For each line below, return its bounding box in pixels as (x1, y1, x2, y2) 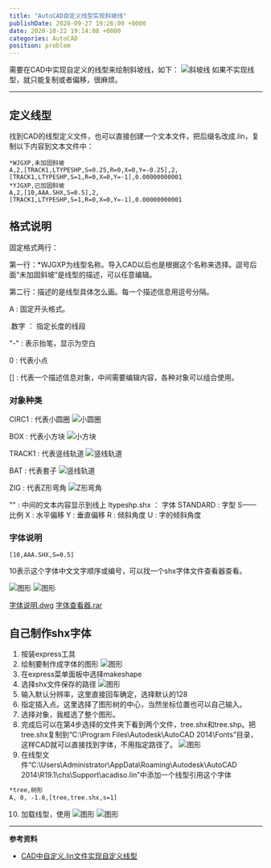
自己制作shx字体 (9, 626, 92, 640)
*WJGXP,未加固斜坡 (9, 159, 65, 167)
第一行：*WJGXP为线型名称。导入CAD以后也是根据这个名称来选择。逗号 (9, 260, 250, 269)
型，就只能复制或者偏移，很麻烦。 (9, 75, 122, 85)
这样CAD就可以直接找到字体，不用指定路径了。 (20, 740, 178, 750)
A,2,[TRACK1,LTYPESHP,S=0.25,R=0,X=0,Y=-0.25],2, (9, 166, 179, 174)
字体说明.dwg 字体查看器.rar (9, 600, 103, 610)
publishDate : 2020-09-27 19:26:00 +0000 (9, 19, 147, 27)
